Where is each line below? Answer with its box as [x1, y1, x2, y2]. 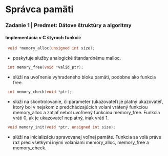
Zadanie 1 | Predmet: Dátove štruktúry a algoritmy [5, 22, 132, 29]
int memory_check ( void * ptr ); [7, 89, 72, 95]
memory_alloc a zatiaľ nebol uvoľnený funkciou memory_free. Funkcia [12, 109, 160, 115]
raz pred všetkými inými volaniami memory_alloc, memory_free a [12, 139, 150, 145]
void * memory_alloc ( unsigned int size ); [7, 46, 95, 51]
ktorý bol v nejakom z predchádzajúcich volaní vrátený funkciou [12, 103, 148, 110]
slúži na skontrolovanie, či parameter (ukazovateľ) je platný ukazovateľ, [12, 98, 163, 105]
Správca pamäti [5, 4, 74, 15]
